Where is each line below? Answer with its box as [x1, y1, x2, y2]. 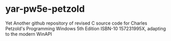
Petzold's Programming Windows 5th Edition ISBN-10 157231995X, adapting [5, 25, 166, 31]
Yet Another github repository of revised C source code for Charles [5, 20, 147, 26]
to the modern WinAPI [5, 31, 52, 37]
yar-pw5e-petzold [5, 3, 85, 15]
